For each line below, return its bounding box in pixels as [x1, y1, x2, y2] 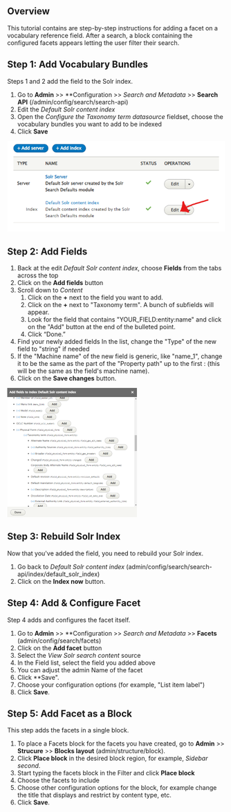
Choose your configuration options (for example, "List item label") [17, 681, 205, 689]
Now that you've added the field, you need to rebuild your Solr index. [7, 549, 204, 557]
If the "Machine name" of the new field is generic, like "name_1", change [17, 352, 223, 360]
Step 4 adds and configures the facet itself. [7, 616, 131, 624]
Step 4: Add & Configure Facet [7, 598, 141, 609]
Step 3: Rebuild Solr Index [7, 530, 121, 542]
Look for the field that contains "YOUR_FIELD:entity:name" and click [27, 315, 222, 324]
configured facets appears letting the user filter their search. [7, 38, 180, 47]
